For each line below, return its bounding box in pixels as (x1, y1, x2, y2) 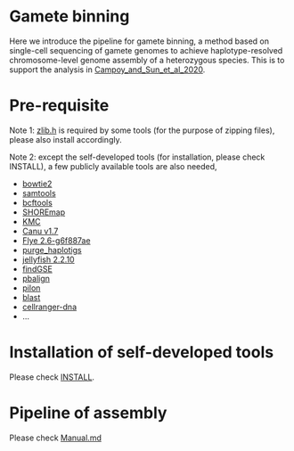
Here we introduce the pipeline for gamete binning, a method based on (9, 36, 270, 46)
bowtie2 (21, 178, 53, 189)
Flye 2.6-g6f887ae (21, 234, 91, 246)
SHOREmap (21, 207, 66, 217)
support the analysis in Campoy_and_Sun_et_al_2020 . (9, 64, 206, 75)
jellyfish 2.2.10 (21, 254, 75, 265)
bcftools (21, 197, 53, 208)
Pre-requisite (9, 95, 110, 116)
